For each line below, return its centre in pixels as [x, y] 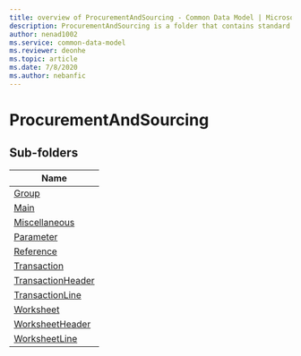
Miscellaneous [44, 222]
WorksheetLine [46, 338]
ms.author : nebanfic [48, 76]
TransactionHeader [55, 280]
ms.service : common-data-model [68, 42]
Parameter [36, 236]
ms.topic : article [43, 59]
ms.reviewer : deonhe [48, 51]
